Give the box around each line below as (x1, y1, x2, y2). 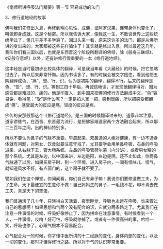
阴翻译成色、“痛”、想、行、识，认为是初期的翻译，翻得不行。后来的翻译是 (5, 78, 154, 84)
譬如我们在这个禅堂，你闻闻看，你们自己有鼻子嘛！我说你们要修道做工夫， (5, 176, 154, 181)
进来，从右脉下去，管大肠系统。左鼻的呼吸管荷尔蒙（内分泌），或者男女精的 (5, 147, 156, 153)
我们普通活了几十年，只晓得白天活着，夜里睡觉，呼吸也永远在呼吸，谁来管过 (5, 198, 158, 204)
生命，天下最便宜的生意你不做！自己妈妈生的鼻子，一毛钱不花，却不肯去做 (9, 182, 158, 187)
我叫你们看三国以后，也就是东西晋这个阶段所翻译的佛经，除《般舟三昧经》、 (5, 49, 156, 55)
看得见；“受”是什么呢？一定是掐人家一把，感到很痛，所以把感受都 (17, 96, 149, 102)
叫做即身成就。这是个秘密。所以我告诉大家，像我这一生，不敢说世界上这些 (5, 31, 154, 36)
